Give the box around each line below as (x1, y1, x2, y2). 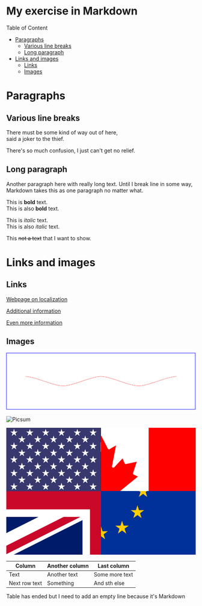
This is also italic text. (6, 223, 60, 230)
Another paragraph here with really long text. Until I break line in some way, (6, 180, 193, 187)
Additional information (6, 307, 61, 314)
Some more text (94, 571, 133, 578)
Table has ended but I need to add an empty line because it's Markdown (6, 593, 185, 600)
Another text (47, 571, 78, 578)
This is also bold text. (6, 205, 60, 212)
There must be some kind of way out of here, (6, 128, 118, 136)
